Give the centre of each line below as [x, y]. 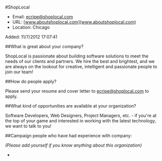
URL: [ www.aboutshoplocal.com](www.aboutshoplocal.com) [74, 22]
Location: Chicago [31, 27]
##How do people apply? [31, 81]
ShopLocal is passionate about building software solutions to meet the [77, 56]
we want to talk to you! [28, 126]
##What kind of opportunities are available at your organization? [71, 106]
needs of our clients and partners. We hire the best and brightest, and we [80, 61]
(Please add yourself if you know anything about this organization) [74, 145]
